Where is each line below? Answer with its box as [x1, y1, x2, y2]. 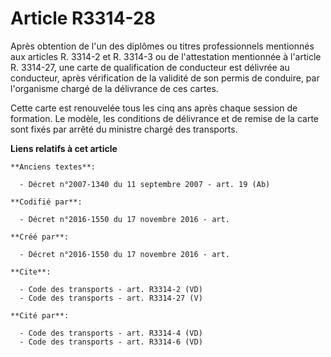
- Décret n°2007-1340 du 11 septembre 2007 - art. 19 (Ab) [19, 179, 271, 189]
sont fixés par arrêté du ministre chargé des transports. [10, 123, 238, 135]
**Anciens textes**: [10, 162, 97, 172]
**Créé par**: [10, 232, 70, 242]
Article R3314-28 [10, 7, 156, 30]
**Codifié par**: [10, 197, 83, 207]
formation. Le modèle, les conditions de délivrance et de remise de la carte [10, 112, 319, 124]
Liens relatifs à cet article [10, 142, 118, 154]
